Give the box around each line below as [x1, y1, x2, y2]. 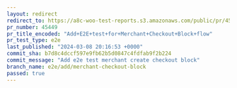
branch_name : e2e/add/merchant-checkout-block [6, 63, 146, 70]
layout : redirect [6, 10, 58, 18]
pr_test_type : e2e [6, 37, 61, 44]
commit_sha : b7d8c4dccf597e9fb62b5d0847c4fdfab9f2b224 [6, 50, 172, 57]
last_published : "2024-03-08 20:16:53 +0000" [6, 43, 143, 50]
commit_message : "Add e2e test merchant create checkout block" [6, 57, 200, 64]
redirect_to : [6, 17, 45, 24]
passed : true [6, 70, 45, 77]
